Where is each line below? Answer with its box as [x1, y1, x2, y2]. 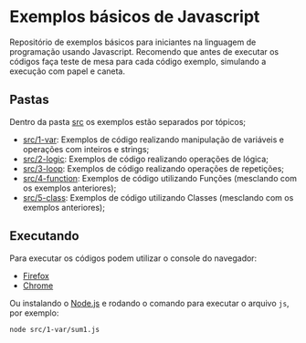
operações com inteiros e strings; [22, 143, 150, 154]
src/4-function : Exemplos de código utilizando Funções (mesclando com [22, 172, 297, 183]
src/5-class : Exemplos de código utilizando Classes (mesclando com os [22, 192, 294, 203]
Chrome [22, 280, 54, 291]
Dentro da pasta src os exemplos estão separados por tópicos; [9, 116, 247, 127]
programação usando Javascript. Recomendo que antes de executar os [9, 46, 280, 57]
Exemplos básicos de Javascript [9, 6, 260, 27]
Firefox [22, 270, 50, 281]
